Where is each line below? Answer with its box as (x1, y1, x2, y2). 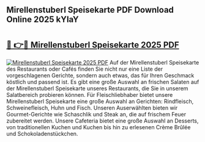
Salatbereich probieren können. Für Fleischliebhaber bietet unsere (6, 91, 173, 98)
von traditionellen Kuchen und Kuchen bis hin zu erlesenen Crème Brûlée (6, 124, 191, 130)
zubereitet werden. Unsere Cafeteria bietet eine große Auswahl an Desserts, (6, 117, 199, 124)
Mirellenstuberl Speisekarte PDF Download (6, 5, 174, 15)
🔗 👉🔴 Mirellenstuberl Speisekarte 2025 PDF (6, 40, 179, 50)
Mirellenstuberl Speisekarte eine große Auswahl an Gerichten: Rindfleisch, (6, 98, 194, 105)
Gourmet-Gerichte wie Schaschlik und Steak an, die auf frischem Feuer (6, 111, 187, 118)
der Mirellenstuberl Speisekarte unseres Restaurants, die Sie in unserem (6, 85, 188, 92)
